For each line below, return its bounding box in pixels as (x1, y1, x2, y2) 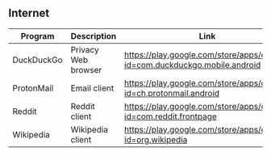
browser (70, 64, 102, 75)
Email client (70, 82, 115, 94)
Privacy (70, 44, 99, 55)
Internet (8, 6, 50, 20)
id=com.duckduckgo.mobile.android (123, 59, 261, 70)
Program (20, 30, 55, 41)
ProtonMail (12, 82, 54, 94)
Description (70, 30, 117, 41)
